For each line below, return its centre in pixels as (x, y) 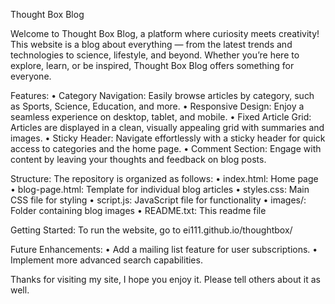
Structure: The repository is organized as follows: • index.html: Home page (164, 178)
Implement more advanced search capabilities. (106, 260)
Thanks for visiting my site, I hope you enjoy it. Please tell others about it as (165, 279)
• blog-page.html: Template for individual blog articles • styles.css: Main (160, 189)
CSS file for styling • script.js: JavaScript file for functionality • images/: (158, 200)
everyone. (31, 76)
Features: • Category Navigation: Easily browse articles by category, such (162, 95)
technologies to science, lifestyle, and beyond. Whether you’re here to (155, 55)
